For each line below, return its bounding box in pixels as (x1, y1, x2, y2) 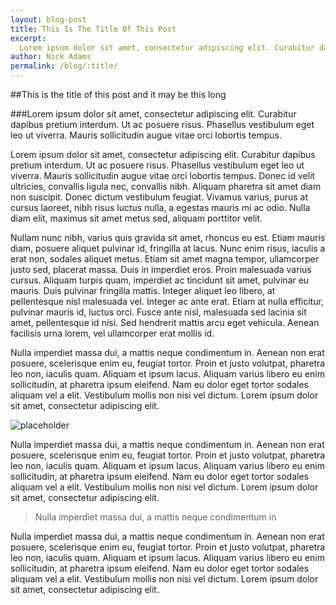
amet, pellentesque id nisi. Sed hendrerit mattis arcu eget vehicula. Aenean (10, 317, 320, 328)
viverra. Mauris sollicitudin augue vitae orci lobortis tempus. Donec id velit (10, 170, 316, 181)
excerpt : (10, 33, 47, 43)
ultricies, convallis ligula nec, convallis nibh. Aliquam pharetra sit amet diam (10, 181, 322, 192)
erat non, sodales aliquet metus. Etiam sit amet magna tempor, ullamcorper (10, 253, 320, 265)
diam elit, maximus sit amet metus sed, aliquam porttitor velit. (10, 212, 263, 224)
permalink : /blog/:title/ (10, 61, 118, 71)
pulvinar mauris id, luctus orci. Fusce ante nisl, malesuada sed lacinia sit (10, 306, 307, 318)
